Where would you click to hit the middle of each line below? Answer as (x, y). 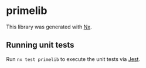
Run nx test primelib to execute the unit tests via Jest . (73, 59)
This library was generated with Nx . (49, 27)
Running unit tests (40, 45)
